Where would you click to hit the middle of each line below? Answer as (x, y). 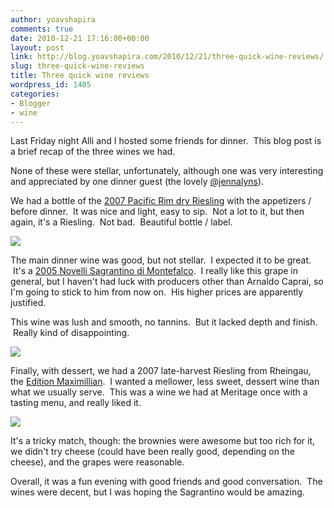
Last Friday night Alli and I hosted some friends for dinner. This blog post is (166, 141)
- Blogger (31, 103)
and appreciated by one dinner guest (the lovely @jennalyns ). (137, 182)
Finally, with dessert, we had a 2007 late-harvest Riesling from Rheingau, (161, 371)
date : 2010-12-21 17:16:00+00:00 (80, 38)
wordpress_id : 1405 (51, 85)
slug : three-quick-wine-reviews (77, 66)
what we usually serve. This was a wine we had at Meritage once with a (159, 392)
